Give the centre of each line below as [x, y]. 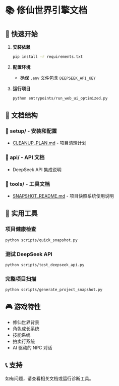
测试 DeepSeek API [29, 254]
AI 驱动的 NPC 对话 [32, 347]
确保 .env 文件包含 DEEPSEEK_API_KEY [58, 78]
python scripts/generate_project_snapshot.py [54, 290]
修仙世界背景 [26, 322]
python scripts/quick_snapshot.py [42, 240]
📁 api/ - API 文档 [25, 157]
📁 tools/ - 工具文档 [28, 184]
